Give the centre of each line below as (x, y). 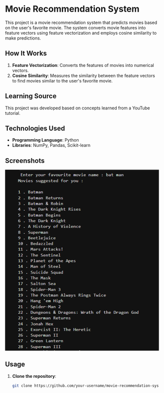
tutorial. (13, 113)
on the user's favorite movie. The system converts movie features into (75, 27)
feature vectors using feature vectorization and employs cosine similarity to (81, 33)
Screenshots (25, 160)
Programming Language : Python (45, 140)
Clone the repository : (34, 376)
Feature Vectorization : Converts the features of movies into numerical (83, 65)
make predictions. (23, 38)
